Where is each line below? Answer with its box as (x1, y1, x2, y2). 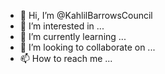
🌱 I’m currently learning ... (19, 31, 127, 42)
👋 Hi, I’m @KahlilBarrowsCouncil (19, 10, 153, 21)
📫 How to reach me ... (19, 53, 113, 64)
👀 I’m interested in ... (19, 20, 105, 32)
